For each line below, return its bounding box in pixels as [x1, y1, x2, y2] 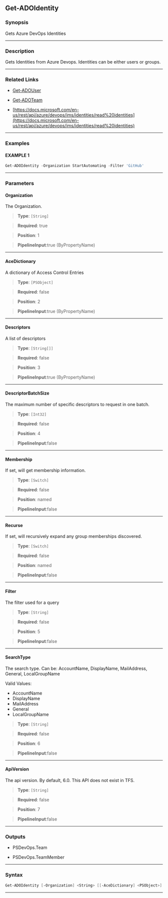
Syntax [5, 871, 23, 878]
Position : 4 [17, 430, 41, 436]
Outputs [5, 833, 26, 840]
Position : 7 [17, 806, 40, 812]
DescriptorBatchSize [5, 390, 49, 396]
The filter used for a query [5, 599, 59, 605]
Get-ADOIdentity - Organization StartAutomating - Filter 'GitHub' [5, 163, 144, 168]
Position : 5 [17, 628, 40, 634]
